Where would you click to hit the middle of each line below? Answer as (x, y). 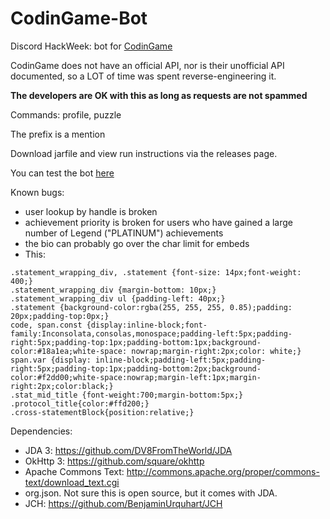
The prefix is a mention (58, 134)
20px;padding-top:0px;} (60, 316)
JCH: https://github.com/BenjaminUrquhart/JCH (123, 503)
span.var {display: (51, 360)
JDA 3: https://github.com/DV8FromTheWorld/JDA (128, 450)
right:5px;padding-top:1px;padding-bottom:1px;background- (136, 342)
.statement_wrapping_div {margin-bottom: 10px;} (113, 290)
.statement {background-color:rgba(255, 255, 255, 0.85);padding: (151, 307)
